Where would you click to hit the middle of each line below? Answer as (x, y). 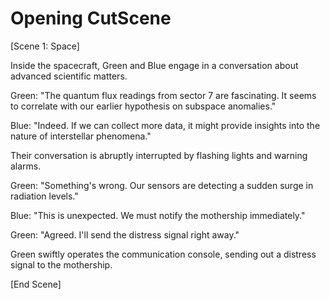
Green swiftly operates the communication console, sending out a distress (163, 254)
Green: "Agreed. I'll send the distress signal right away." (125, 234)
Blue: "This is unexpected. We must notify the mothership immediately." (158, 215)
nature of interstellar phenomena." (81, 136)
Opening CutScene (91, 18)
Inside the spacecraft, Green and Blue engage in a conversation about (154, 65)
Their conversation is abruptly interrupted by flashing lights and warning (159, 155)
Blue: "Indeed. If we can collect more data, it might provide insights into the (165, 125)
